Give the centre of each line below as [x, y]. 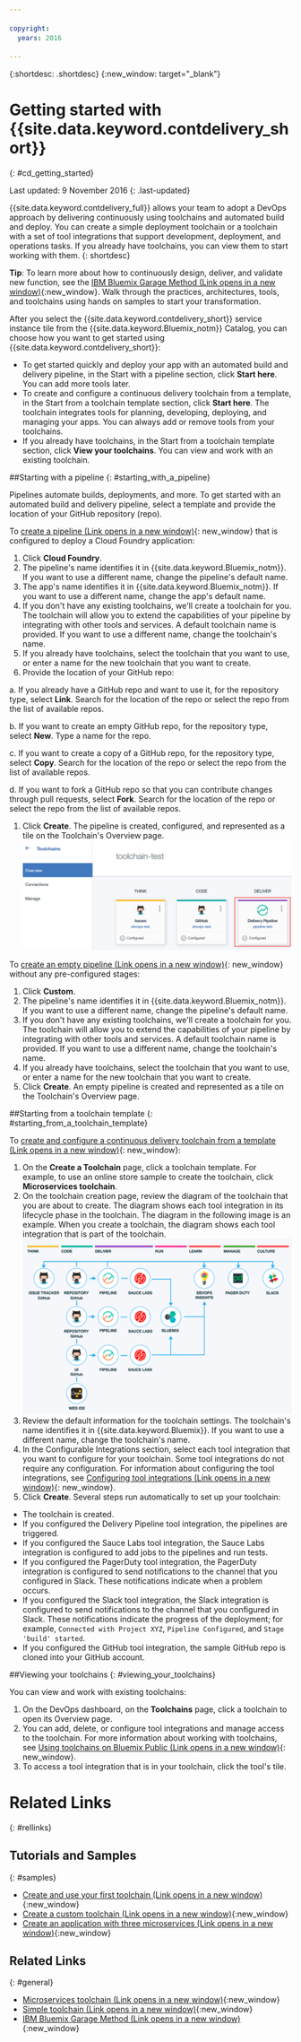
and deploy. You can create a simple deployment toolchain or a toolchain [143, 227]
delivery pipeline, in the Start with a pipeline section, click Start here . [150, 374]
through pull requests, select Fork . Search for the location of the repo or [142, 799]
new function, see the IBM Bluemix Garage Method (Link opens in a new [142, 282]
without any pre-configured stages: [75, 974]
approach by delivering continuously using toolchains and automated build [147, 217]
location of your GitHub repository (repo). [86, 514]
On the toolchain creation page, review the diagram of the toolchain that [155, 1196]
